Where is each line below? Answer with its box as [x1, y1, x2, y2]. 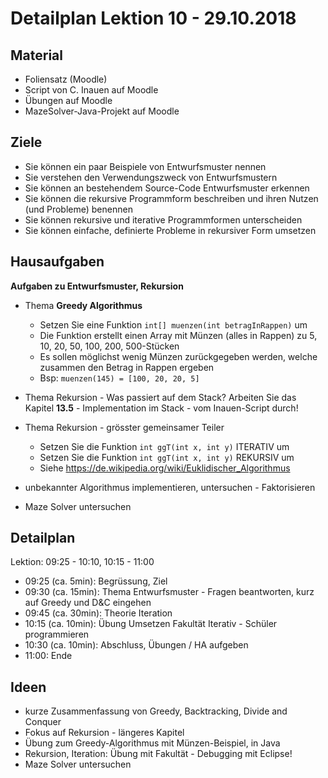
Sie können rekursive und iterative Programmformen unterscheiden [24, 213, 303, 226]
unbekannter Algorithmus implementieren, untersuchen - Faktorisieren [24, 481, 316, 493]
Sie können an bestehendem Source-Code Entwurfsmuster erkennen [24, 182, 310, 194]
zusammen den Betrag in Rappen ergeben [39, 361, 215, 373]
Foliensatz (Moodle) [24, 73, 108, 85]
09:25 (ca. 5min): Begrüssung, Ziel [24, 575, 168, 587]
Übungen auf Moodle [24, 95, 113, 106]
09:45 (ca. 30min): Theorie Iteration [24, 607, 173, 619]
